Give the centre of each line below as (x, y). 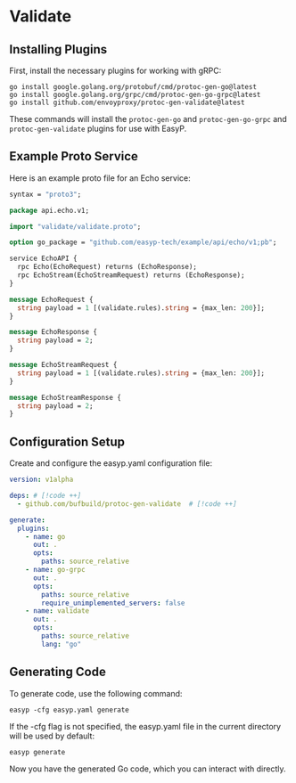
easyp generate (37, 752)
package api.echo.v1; (49, 210)
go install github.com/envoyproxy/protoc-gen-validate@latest (127, 102)
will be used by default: (52, 736)
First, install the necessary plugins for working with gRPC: (115, 70)
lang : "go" (62, 644)
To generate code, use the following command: (96, 693)
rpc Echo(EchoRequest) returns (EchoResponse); (107, 267)
